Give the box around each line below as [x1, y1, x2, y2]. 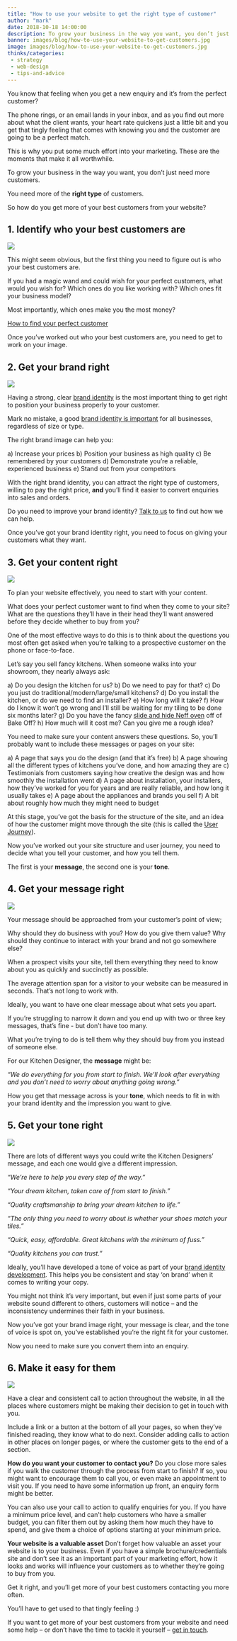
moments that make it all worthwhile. [7, 154, 115, 163]
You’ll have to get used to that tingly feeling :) [7, 1604, 139, 1613]
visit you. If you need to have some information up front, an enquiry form [7, 1482, 219, 1490]
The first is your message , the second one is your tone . [7, 862, 170, 871]
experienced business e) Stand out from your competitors [7, 465, 176, 473]
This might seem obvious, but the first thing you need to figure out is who [7, 256, 221, 264]
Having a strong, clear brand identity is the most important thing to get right [7, 393, 228, 402]
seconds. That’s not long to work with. [7, 986, 119, 995]
